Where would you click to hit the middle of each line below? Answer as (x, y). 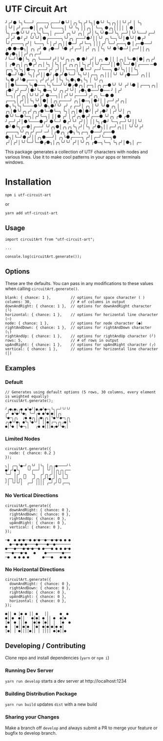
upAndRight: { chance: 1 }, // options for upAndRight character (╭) (81, 345)
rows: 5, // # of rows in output (62, 340)
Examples (20, 368)
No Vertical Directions (32, 496)
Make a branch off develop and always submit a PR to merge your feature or (81, 728)
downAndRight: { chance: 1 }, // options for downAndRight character (78, 306)
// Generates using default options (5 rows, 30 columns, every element (81, 392)
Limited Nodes (23, 439)
